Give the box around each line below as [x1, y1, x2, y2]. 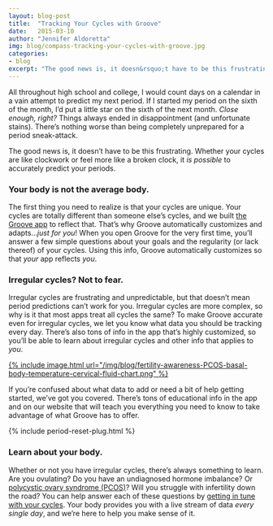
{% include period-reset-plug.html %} [8, 426, 136, 436]
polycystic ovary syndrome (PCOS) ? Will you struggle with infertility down [8, 482, 256, 492]
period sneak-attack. [8, 130, 79, 140]
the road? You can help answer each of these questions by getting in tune [8, 491, 256, 501]
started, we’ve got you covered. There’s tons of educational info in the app [8, 393, 258, 403]
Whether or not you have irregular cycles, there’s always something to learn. [8, 465, 264, 475]
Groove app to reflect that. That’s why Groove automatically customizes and [8, 220, 262, 229]
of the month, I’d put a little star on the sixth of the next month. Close [8, 104, 239, 114]
